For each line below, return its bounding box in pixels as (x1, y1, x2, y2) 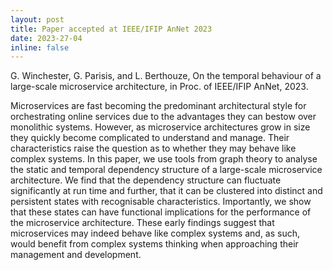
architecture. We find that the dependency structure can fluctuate (10, 174, 282, 186)
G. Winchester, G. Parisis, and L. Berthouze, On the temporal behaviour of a (10, 70, 322, 82)
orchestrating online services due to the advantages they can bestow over (10, 111, 317, 123)
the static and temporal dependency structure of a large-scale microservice (10, 164, 323, 176)
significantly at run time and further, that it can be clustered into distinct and (10, 185, 323, 197)
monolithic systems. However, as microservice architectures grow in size (10, 121, 311, 133)
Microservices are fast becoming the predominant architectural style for (10, 100, 307, 112)
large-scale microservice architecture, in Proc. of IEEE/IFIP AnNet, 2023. (10, 81, 309, 93)
